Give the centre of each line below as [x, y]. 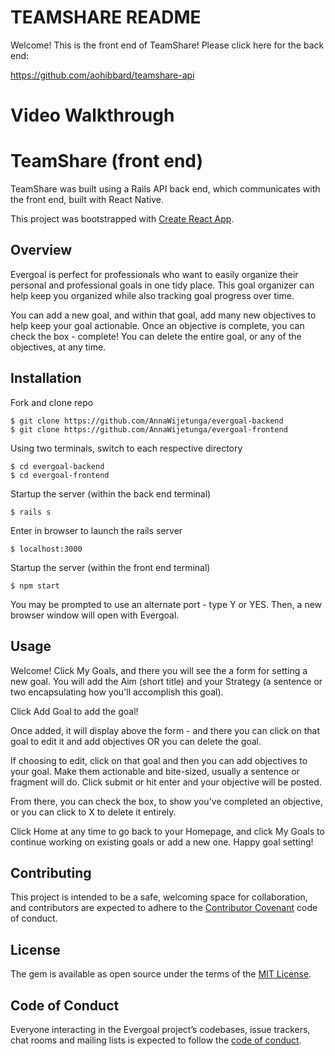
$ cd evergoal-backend [57, 466]
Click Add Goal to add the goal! [74, 711]
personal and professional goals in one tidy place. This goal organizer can [162, 285]
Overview [41, 250]
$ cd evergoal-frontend [60, 475]
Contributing [51, 872]
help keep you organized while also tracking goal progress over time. [152, 295]
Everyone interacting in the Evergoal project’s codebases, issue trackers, [160, 1029]
